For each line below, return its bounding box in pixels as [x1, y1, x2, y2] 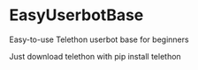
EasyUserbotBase [9, 5, 144, 25]
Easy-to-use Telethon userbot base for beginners [9, 34, 189, 45]
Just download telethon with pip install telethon [9, 51, 181, 61]
